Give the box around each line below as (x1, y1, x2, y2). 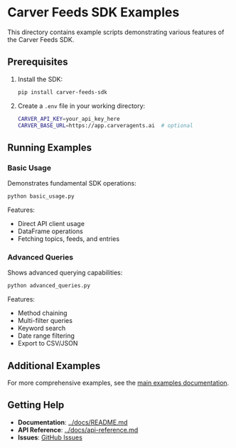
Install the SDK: (17, 75, 63, 83)
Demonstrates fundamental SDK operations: (7, 179, 136, 188)
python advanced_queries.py (7, 282, 91, 289)
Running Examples (7, 142, 92, 154)
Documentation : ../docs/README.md (17, 417, 128, 427)
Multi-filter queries (17, 316, 73, 325)
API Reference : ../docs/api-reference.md (17, 425, 139, 434)
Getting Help (7, 399, 65, 411)
